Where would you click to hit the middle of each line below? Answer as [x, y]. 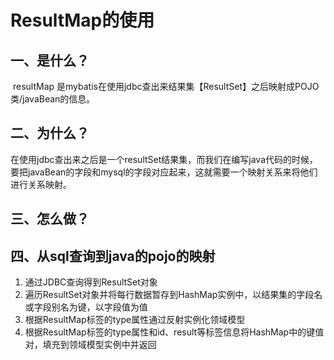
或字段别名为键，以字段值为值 [86, 307]
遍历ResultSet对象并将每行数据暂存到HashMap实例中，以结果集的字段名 [173, 295]
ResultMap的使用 [82, 20]
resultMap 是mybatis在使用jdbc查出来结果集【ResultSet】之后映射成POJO [166, 86]
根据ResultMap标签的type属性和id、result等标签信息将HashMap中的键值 [174, 332]
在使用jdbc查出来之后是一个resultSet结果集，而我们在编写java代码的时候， [164, 159]
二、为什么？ [50, 133]
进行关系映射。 [41, 184]
